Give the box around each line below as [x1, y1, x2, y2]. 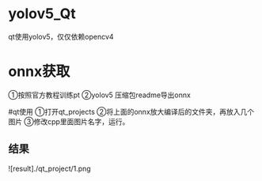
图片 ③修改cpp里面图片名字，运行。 [8, 116, 130, 126]
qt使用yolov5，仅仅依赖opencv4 [8, 32, 114, 41]
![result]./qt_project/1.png [8, 164, 91, 173]
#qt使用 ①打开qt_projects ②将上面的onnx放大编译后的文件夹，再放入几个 [8, 107, 255, 116]
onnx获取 [8, 62, 70, 81]
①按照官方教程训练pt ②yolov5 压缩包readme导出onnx [8, 90, 192, 100]
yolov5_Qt [8, 5, 77, 23]
